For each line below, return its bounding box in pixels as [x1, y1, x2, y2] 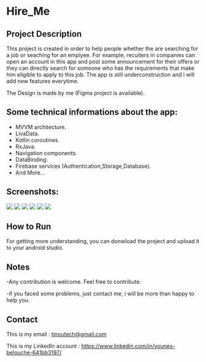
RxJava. [15, 143, 36, 150]
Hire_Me [6, 4, 50, 18]
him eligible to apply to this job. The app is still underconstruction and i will [6, 71, 195, 78]
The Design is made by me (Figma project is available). [6, 89, 145, 96]
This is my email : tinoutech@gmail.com [6, 331, 107, 338]
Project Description [6, 29, 82, 39]
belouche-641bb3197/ [6, 349, 62, 356]
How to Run [6, 222, 51, 232]
